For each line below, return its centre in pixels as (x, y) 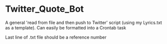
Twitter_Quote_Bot (44, 9)
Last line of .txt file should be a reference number (56, 37)
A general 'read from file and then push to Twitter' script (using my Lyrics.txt (83, 22)
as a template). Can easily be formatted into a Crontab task (66, 27)
